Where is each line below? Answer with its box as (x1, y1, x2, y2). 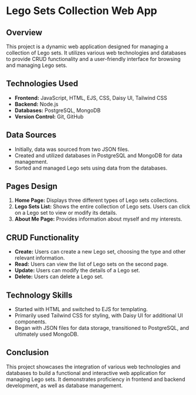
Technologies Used (6, 79, 78, 89)
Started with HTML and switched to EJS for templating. (14, 306, 148, 313)
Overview (6, 28, 43, 38)
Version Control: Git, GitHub (14, 113, 84, 120)
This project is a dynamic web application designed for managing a (6, 43, 168, 50)
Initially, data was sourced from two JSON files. (14, 146, 130, 153)
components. (14, 318, 47, 325)
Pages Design (6, 181, 58, 191)
